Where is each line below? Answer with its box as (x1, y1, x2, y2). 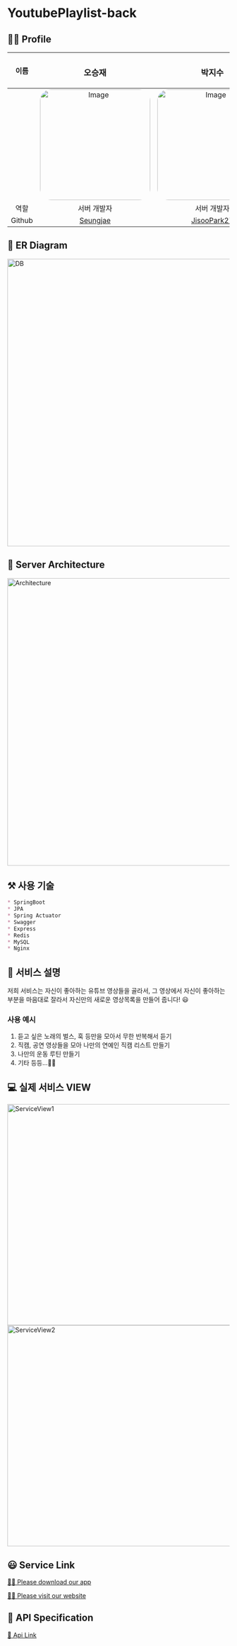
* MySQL (7, 938, 30, 945)
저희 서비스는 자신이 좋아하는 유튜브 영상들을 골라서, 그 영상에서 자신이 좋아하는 (7, 986, 226, 995)
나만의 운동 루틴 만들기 (17, 1049, 80, 1059)
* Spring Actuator (7, 912, 61, 919)
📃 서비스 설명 (7, 966, 61, 978)
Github (11, 215, 33, 225)
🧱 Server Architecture (7, 559, 105, 571)
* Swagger (7, 919, 37, 926)
